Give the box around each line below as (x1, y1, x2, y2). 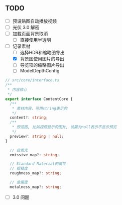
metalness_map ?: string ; (10, 184, 62, 189)
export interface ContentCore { (5, 96, 73, 101)
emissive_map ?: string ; (10, 152, 59, 157)
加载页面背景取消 (12, 30, 48, 37)
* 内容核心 (7, 87, 28, 92)
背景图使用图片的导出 (20, 56, 64, 62)
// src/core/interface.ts (5, 78, 59, 83)
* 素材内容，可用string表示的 (12, 106, 68, 111)
